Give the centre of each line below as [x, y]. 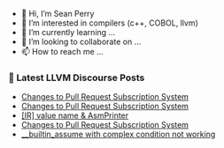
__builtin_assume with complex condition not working [118, 134]
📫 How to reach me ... [62, 52]
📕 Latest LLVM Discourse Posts [77, 78]
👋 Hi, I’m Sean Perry [58, 14]
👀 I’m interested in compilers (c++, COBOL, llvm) [109, 23]
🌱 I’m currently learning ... [68, 32]
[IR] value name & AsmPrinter [75, 115]
